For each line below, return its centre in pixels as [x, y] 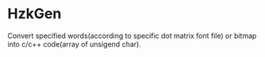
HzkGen [35, 14]
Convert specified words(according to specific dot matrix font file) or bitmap [132, 36]
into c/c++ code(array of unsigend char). [75, 44]
